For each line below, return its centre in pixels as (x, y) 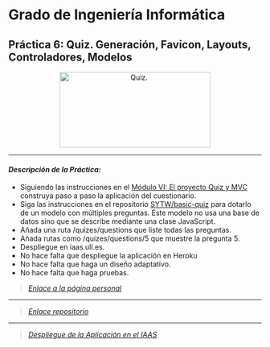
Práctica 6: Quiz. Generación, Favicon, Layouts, (130, 45)
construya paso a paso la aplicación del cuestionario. (108, 196)
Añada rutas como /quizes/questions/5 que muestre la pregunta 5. (130, 238)
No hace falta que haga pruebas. (74, 273)
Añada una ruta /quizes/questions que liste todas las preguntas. (125, 230)
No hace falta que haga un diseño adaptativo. (95, 264)
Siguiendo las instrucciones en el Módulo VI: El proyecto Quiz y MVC (133, 188)
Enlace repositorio (58, 312)
